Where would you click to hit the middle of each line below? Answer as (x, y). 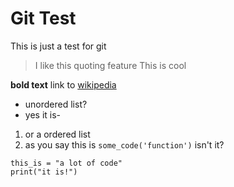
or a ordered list (57, 134)
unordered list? (56, 104)
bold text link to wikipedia (63, 84)
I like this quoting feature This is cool (110, 65)
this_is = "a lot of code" (66, 163)
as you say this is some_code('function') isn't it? (124, 144)
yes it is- (43, 114)
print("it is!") (44, 172)
